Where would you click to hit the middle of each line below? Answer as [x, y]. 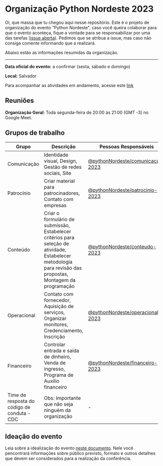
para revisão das [63, 268]
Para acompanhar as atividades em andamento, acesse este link [69, 85]
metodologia [58, 262]
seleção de [57, 243]
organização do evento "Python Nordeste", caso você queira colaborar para [81, 27]
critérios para [59, 237]
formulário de [59, 219]
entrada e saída [62, 350]
